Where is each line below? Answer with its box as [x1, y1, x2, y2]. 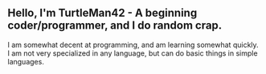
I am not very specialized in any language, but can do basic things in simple [7, 48, 258, 58]
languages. [7, 56, 45, 66]
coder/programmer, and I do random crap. [7, 19, 223, 33]
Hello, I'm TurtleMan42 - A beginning [7, 6, 198, 20]
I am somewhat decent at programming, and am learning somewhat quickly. [7, 40, 259, 49]
